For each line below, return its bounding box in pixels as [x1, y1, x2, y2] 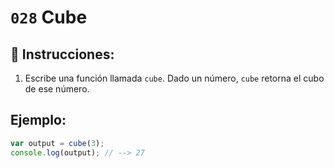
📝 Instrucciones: [10, 46, 115, 63]
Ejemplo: [10, 112, 67, 129]
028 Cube [10, 6, 88, 29]
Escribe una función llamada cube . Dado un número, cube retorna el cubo [24, 72, 325, 84]
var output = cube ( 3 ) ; [10, 138, 105, 148]
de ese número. [24, 83, 90, 95]
